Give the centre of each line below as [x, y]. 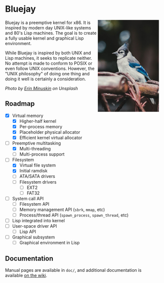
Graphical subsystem [33, 237]
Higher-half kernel [38, 121]
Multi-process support [42, 154]
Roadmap [20, 104]
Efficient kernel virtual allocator [51, 138]
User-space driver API [34, 226]
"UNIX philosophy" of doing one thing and [47, 73]
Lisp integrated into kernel [38, 220]
